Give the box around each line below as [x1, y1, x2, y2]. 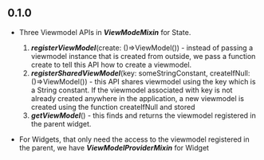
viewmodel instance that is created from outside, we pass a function [30, 51, 256, 60]
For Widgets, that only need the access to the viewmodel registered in [18, 135, 250, 144]
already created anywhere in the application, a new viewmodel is [30, 93, 245, 103]
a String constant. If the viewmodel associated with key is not [30, 85, 233, 95]
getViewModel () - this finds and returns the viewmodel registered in [30, 111, 256, 120]
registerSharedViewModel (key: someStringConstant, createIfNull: [30, 68, 250, 78]
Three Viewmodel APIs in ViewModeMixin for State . [18, 27, 191, 37]
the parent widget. [30, 119, 92, 128]
